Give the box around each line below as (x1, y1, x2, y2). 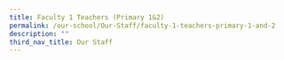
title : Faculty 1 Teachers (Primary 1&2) (9, 12, 165, 22)
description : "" (9, 29, 69, 38)
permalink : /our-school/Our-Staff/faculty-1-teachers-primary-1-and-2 (9, 21, 276, 30)
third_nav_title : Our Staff (9, 37, 114, 47)
